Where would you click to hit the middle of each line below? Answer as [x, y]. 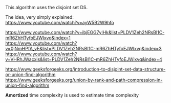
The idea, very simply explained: [40, 17]
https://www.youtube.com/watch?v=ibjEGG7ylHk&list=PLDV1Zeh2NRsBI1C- [85, 32]
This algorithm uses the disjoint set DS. [47, 7]
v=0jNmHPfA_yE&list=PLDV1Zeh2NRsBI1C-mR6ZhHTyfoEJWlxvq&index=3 [84, 48]
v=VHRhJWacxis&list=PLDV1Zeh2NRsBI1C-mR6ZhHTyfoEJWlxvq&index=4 [84, 59]
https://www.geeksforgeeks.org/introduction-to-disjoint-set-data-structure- [85, 69]
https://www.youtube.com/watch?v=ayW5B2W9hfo [60, 23]
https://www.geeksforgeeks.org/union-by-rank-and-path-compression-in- [84, 80]
